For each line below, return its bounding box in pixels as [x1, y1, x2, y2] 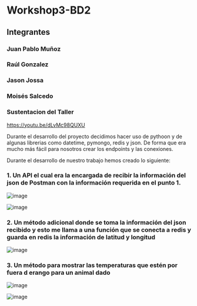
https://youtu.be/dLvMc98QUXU [6, 121, 86, 129]
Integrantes [6, 27, 51, 37]
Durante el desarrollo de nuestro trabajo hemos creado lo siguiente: [6, 157, 171, 164]
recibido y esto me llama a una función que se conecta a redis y [6, 225, 192, 233]
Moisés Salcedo [6, 92, 54, 100]
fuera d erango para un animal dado [6, 269, 111, 277]
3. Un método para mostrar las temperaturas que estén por [6, 261, 178, 269]
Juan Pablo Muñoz [6, 45, 61, 53]
